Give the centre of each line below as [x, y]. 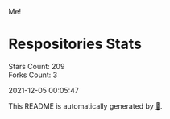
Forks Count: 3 [33, 75]
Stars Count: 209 [37, 66]
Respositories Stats [75, 44]
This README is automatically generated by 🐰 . [85, 106]
